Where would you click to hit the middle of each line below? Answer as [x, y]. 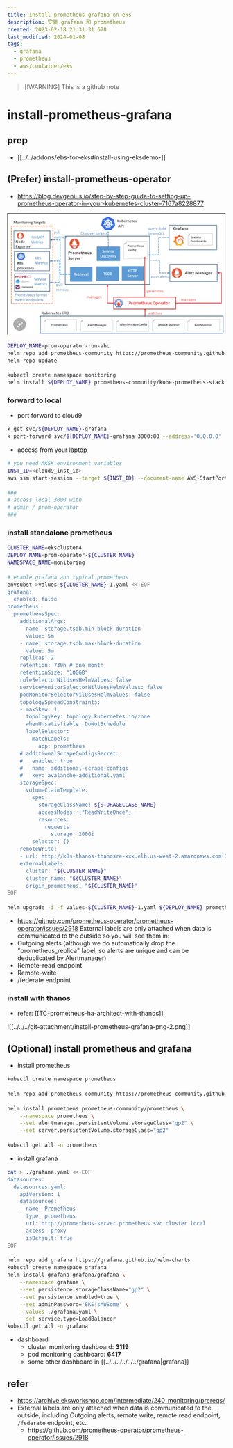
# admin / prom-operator [43, 507]
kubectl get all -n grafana [48, 1326]
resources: [54, 819]
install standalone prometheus [60, 533]
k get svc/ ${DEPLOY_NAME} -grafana [57, 429]
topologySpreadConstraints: [60, 702]
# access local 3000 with [44, 500]
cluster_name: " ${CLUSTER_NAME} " [74, 878]
